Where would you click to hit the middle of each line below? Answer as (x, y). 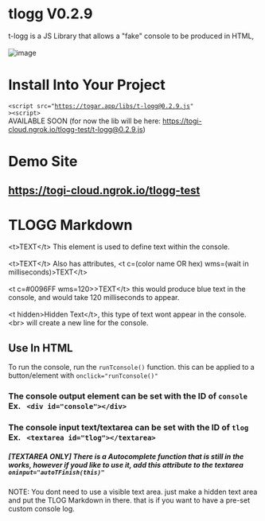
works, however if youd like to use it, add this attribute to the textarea (126, 465)
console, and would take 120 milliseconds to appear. (94, 297)
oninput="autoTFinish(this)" (57, 472)
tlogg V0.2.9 (51, 14)
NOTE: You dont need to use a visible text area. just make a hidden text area (133, 492)
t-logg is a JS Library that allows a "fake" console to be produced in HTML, (131, 36)
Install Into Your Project (87, 85)
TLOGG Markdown (70, 225)
